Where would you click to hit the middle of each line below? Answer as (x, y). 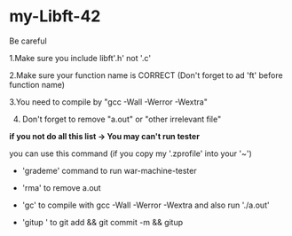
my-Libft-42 (55, 16)
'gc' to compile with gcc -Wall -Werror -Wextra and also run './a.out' (146, 205)
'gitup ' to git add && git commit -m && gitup (103, 222)
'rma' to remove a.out (61, 187)
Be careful (28, 41)
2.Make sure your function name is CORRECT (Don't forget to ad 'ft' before (146, 75)
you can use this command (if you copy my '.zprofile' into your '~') (131, 153)
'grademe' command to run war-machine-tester (109, 170)
